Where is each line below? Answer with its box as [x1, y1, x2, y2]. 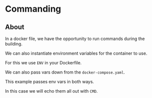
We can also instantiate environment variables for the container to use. [5, 50, 148, 56]
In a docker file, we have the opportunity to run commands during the [5, 36, 145, 41]
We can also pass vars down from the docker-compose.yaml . [5, 69, 126, 75]
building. [5, 41, 23, 47]
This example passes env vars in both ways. [5, 79, 94, 84]
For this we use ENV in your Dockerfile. [5, 60, 82, 65]
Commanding [5, 3, 62, 15]
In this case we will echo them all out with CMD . [5, 88, 98, 94]
